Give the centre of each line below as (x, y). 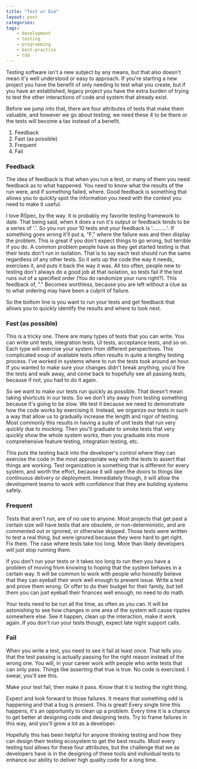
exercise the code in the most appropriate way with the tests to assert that (96, 459)
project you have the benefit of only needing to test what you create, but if (96, 84)
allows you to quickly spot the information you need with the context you (94, 198)
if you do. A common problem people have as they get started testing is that (98, 247)
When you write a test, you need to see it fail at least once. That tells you (94, 650)
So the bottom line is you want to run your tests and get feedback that (90, 302)
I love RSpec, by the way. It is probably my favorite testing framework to (93, 215)
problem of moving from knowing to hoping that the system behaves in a (94, 567)
